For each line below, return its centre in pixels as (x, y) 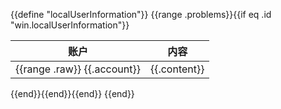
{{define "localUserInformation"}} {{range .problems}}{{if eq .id (141, 14)
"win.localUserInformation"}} (70, 25)
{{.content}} (177, 69)
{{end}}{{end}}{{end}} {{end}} (72, 93)
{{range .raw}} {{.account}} (78, 69)
